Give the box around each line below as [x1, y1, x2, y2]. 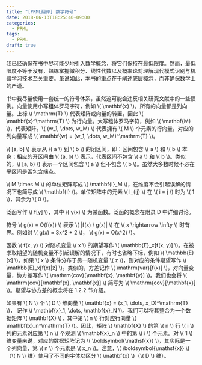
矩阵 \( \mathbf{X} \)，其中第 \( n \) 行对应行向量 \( [11, 314, 136, 322]
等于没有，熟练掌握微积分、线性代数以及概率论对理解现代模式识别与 [22, 67, 191, 74]
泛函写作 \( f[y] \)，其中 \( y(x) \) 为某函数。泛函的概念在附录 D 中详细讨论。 [6, 208, 194, 215]
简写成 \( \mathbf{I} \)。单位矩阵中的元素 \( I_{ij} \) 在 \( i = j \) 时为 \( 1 [22, 188, 195, 195]
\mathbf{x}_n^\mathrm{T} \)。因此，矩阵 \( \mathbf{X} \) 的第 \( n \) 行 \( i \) [6, 322, 194, 329]
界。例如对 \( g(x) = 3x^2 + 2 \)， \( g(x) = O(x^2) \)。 [6, 229, 138, 236]
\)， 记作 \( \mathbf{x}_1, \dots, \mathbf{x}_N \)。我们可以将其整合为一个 [6, 307, 186, 314]
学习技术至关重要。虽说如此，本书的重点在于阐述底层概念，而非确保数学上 [11, 75, 196, 82]
